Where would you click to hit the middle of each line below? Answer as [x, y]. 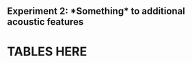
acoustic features [45, 22]
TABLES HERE [47, 51]
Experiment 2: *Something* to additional [96, 11]
